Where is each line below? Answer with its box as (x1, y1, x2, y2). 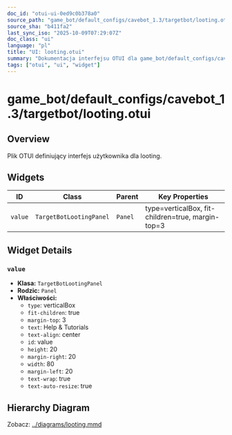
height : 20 (27, 345, 57, 354)
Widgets (7, 172, 45, 184)
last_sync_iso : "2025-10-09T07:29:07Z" (7, 29, 122, 37)
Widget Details (7, 244, 72, 256)
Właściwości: (17, 294, 57, 302)
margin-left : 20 (27, 367, 73, 376)
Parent (116, 192, 139, 202)
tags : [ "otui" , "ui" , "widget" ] (7, 61, 100, 68)
